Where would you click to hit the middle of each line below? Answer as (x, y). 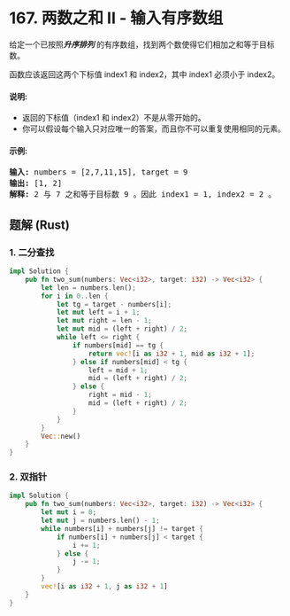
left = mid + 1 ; (118, 370)
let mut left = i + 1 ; (98, 312)
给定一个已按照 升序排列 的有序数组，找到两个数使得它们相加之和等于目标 (142, 44)
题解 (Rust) (40, 225)
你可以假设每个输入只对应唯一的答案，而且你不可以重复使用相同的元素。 (153, 129)
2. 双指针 (28, 477)
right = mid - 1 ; (120, 395)
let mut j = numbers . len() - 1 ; (101, 521)
